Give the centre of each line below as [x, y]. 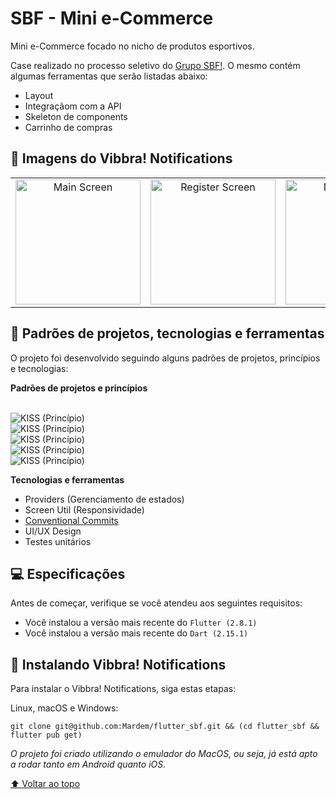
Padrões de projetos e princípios [79, 388]
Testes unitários [58, 541]
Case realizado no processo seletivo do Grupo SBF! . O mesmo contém [155, 65]
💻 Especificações [68, 573]
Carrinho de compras [68, 127]
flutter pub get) [46, 735]
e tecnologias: [39, 368]
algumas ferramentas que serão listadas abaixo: [109, 76]
